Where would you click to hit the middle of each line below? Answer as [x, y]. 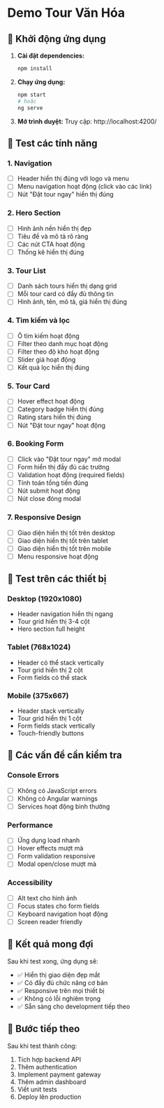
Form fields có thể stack [52, 677]
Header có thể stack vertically [61, 662]
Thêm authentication [47, 1067]
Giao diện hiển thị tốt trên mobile [64, 548]
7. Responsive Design [44, 517]
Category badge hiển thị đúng [60, 409]
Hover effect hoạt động [51, 401]
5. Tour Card [29, 386]
